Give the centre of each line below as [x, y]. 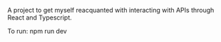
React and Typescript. [40, 17]
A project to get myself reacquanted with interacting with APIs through [111, 10]
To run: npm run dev [37, 31]
